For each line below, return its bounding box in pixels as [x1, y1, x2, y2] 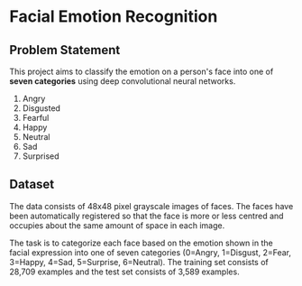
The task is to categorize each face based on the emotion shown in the [9, 237, 273, 248]
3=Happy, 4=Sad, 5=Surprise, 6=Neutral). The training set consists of [9, 256, 269, 267]
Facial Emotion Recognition [9, 6, 218, 27]
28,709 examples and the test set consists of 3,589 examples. [9, 266, 241, 277]
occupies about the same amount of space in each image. [9, 219, 225, 231]
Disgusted [22, 103, 61, 114]
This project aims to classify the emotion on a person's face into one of [9, 66, 274, 77]
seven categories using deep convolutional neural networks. [9, 76, 236, 87]
